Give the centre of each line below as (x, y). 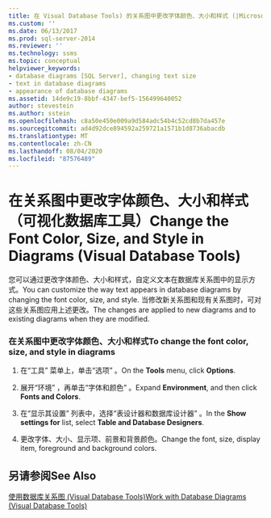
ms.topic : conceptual (45, 61)
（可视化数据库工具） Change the (119, 221)
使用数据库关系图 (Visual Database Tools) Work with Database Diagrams (127, 497)
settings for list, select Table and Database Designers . (112, 423)
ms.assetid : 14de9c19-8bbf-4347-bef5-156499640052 (95, 99)
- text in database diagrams (57, 83)
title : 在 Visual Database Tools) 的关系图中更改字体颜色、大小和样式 (118, 16)
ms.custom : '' (32, 23)
